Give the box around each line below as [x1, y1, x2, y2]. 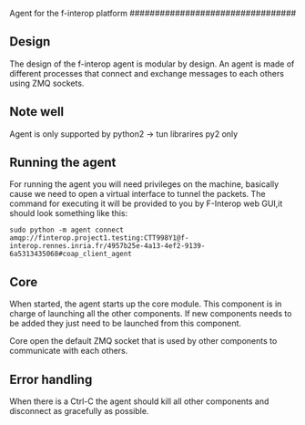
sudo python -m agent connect [9, 225, 125, 235]
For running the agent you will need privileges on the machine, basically [9, 179, 280, 190]
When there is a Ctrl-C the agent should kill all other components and [9, 396, 269, 407]
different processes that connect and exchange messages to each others [9, 67, 285, 78]
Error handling [9, 371, 93, 387]
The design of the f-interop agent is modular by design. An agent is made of [9, 58, 295, 69]
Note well [9, 104, 65, 119]
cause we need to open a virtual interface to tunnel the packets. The [9, 189, 266, 200]
